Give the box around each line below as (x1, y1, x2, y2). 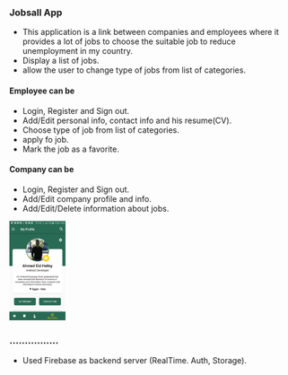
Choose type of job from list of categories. (22, 124, 179, 135)
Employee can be (9, 85, 75, 96)
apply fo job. (22, 134, 69, 144)
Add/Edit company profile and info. (22, 193, 153, 204)
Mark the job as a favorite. (22, 144, 119, 154)
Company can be (9, 164, 74, 175)
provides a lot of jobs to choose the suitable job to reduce (22, 36, 236, 47)
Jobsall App (9, 6, 63, 19)
